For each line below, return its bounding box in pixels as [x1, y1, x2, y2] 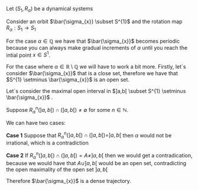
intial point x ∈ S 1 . [6, 50, 50, 59]
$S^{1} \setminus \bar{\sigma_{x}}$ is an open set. [6, 76, 130, 83]
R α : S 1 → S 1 [6, 24, 37, 33]
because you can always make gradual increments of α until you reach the [6, 44, 188, 51]
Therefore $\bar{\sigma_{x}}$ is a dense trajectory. [6, 177, 132, 184]
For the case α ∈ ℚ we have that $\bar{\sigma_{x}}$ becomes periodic [6, 37, 180, 44]
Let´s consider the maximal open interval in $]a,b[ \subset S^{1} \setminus [6, 88, 186, 95]
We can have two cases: [6, 119, 66, 126]
